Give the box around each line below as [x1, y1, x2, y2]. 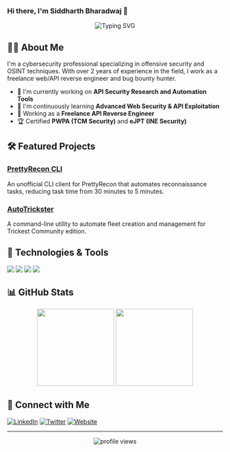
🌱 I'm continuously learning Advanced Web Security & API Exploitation [16, 102, 220, 110]
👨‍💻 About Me [7, 41, 64, 53]
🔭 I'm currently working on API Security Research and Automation [16, 88, 207, 96]
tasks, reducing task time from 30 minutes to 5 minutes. [7, 187, 164, 195]
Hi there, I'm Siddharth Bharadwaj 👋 [7, 6, 128, 16]
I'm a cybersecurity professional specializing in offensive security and [7, 60, 205, 68]
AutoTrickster [7, 204, 54, 214]
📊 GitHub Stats [7, 287, 74, 299]
